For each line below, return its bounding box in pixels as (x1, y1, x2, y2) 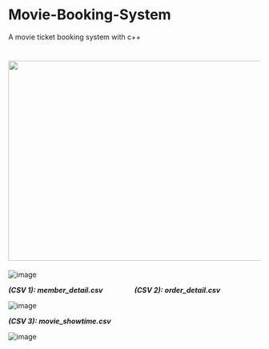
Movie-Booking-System (8, 6, 171, 24)
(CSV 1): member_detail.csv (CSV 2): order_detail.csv (8, 285, 221, 295)
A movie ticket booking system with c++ (8, 32, 142, 42)
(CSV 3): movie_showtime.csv (8, 316, 112, 326)
